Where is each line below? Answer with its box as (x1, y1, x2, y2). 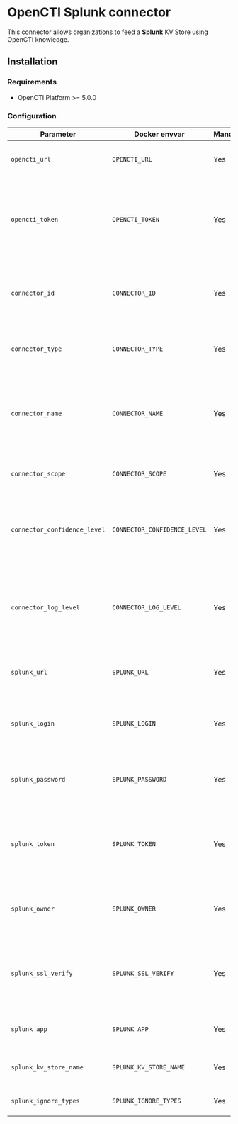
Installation (7, 56, 58, 68)
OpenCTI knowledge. (7, 35, 69, 43)
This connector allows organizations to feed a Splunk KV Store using (7, 28, 209, 36)
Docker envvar (134, 129, 186, 139)
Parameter (40, 129, 76, 139)
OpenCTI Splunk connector (7, 4, 171, 21)
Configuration (7, 111, 57, 120)
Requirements (7, 77, 57, 87)
